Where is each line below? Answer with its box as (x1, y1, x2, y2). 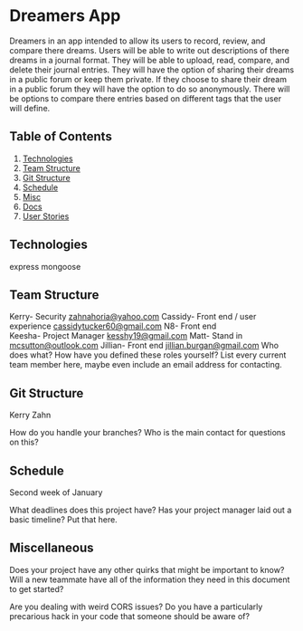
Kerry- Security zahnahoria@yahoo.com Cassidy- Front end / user (9, 311, 257, 322)
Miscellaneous (9, 540, 94, 556)
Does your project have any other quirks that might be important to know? (9, 564, 285, 575)
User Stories (22, 210, 70, 222)
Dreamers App (9, 5, 121, 26)
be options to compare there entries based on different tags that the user (9, 92, 282, 104)
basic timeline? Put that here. (9, 514, 118, 525)
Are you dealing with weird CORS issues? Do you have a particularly (9, 601, 263, 612)
